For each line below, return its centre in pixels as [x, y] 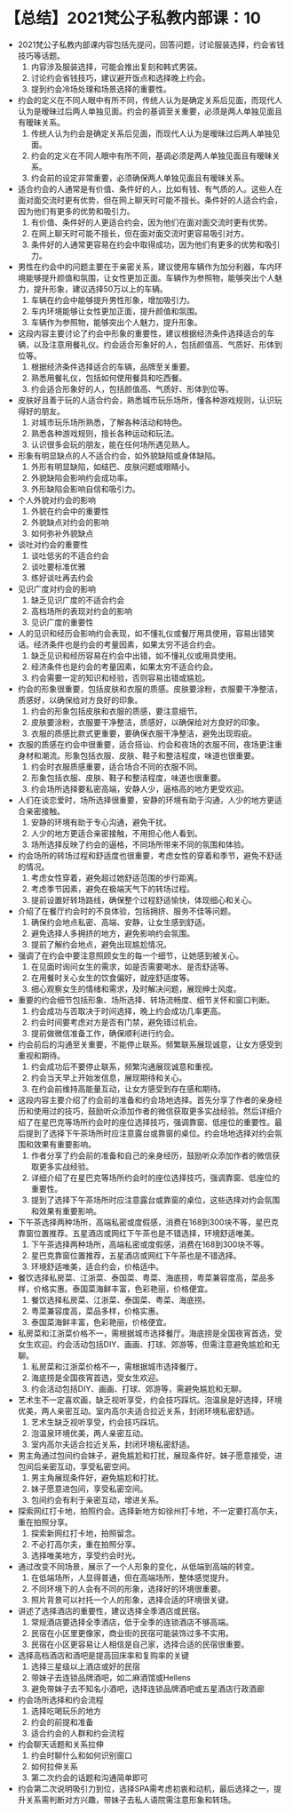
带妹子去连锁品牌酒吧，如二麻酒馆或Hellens [111, 1677]
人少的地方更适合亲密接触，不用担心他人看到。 [116, 833]
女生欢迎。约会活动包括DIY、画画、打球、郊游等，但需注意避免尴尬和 [145, 1344]
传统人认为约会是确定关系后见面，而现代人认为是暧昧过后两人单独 [151, 133]
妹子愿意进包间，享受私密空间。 [89, 1489]
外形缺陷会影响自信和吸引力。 [85, 489]
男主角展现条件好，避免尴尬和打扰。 [97, 1477]
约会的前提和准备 [62, 1721]
